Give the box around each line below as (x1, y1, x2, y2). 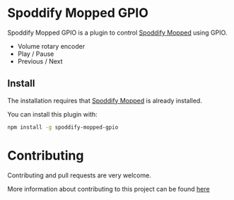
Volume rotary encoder (17, 42, 86, 50)
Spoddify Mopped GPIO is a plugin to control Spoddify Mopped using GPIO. (7, 28, 228, 37)
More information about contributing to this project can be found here (7, 184, 210, 193)
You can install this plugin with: (7, 110, 98, 118)
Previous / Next (17, 57, 63, 65)
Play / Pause (17, 49, 54, 58)
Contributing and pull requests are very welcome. (7, 171, 152, 180)
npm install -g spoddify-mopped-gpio (7, 124, 119, 131)
